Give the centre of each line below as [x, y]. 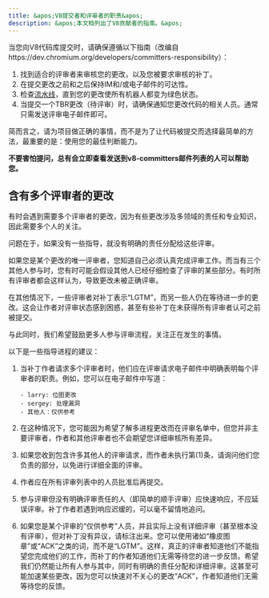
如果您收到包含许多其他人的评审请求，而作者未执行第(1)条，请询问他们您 [140, 455]
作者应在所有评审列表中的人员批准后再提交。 [94, 482]
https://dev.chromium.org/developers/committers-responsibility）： [119, 57]
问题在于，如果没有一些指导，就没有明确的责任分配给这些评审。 [113, 243]
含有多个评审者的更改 [61, 196]
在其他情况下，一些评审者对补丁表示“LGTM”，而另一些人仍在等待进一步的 [130, 298]
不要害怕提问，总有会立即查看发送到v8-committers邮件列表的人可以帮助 [129, 158]
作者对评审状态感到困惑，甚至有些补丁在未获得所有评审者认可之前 [152, 307]
